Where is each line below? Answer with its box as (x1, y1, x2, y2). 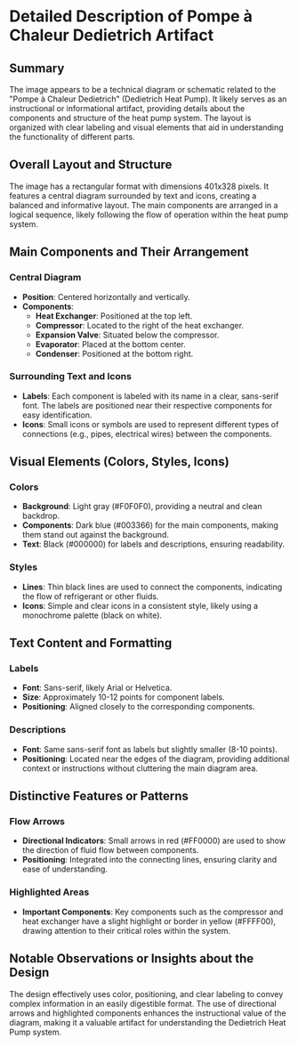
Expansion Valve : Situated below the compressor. (35, 329, 220, 340)
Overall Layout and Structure (9, 158, 173, 173)
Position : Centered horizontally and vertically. (21, 291, 190, 302)
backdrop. (21, 510, 60, 522)
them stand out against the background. (21, 530, 169, 540)
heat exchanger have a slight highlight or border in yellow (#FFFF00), (21, 915, 277, 927)
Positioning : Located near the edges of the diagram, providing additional (21, 753, 290, 764)
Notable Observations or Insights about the (9, 951, 254, 967)
